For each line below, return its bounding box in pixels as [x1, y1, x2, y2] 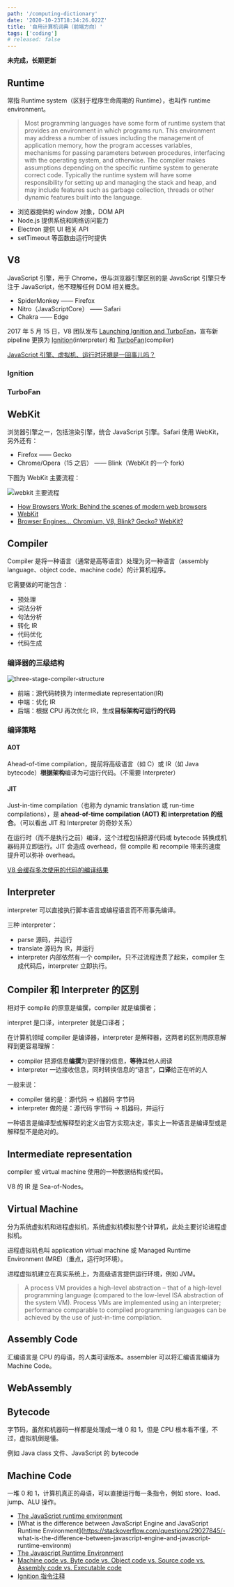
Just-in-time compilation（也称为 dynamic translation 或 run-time [7, 800, 195, 810]
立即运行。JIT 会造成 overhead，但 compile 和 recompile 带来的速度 [25, 842, 221, 850]
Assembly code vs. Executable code [17, 1563, 122, 1572]
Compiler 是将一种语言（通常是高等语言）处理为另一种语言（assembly [7, 557, 209, 565]
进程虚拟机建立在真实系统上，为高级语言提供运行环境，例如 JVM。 [7, 1269, 200, 1278]
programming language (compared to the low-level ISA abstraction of [24, 1291, 224, 1299]
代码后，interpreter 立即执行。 [23, 961, 111, 970]
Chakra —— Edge [17, 312, 69, 321]
